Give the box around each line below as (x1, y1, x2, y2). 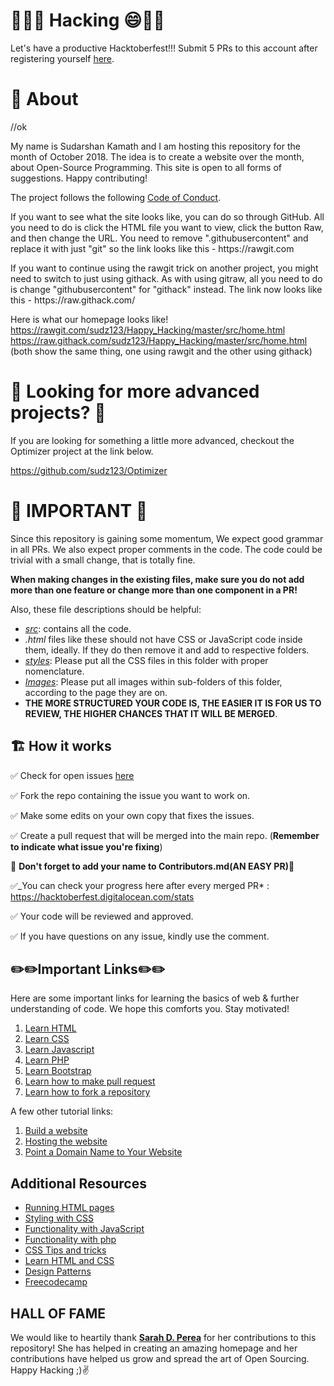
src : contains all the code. (24, 622, 132, 634)
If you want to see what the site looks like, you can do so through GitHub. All (10, 210, 325, 223)
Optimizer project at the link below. (10, 445, 154, 457)
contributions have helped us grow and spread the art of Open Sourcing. (10, 1353, 310, 1364)
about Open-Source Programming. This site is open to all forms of (10, 161, 282, 173)
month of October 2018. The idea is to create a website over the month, (10, 150, 305, 163)
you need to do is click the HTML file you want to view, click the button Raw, (10, 221, 324, 233)
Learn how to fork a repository (24, 1086, 151, 1098)
